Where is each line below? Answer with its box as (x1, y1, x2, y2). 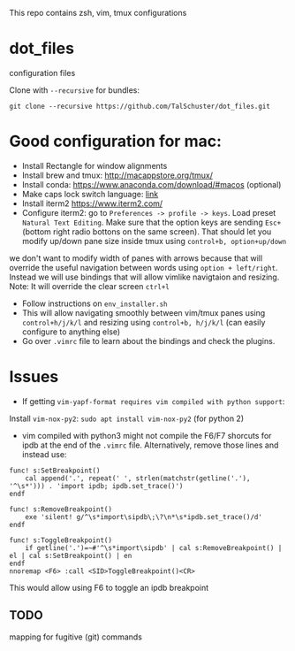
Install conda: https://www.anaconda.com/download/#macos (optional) (21, 179, 282, 189)
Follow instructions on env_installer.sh (21, 298, 168, 309)
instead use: (21, 448, 67, 459)
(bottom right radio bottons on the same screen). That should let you (21, 226, 272, 237)
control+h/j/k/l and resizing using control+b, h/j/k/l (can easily (21, 317, 266, 327)
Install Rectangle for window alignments (21, 160, 168, 171)
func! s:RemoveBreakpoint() (9, 504, 113, 514)
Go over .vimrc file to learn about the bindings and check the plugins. (21, 335, 276, 346)
